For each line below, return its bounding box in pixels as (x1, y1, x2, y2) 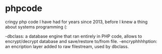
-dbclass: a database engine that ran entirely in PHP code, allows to (5, 33, 142, 39)
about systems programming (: (5, 24, 68, 29)
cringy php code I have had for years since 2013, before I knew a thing (5, 19, 148, 25)
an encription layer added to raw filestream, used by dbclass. (5, 43, 129, 49)
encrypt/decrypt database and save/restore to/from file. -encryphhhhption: (5, 38, 158, 44)
